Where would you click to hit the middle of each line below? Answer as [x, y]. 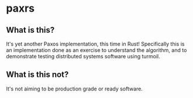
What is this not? [37, 75]
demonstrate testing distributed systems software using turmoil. [83, 56]
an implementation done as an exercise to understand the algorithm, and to [96, 50]
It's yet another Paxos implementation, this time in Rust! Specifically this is [95, 44]
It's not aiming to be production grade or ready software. [75, 89]
